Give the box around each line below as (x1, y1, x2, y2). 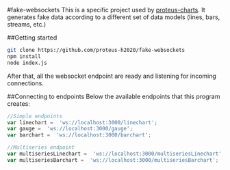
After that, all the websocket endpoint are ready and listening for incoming (7, 72, 217, 80)
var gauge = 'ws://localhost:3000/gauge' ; (7, 126, 133, 132)
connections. (7, 79, 44, 87)
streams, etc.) (7, 20, 47, 28)
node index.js (7, 59, 48, 66)
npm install (7, 53, 41, 60)
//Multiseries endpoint (7, 144, 75, 151)
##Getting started (7, 33, 57, 42)
